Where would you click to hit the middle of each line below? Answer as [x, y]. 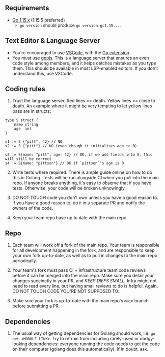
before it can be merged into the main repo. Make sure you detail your [83, 276]
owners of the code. [33, 208]
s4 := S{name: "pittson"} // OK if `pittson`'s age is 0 [65, 163]
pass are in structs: [32, 111]
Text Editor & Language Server [53, 41]
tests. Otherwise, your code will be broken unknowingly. [69, 188]
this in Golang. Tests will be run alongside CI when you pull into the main [85, 178]
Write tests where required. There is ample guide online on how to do [82, 172]
